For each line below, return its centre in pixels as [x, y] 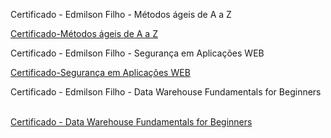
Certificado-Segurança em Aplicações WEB [100, 72]
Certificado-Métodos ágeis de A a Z [84, 33]
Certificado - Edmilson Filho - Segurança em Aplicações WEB [137, 53]
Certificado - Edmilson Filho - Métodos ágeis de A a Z [121, 14]
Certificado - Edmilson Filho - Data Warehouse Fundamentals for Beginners [166, 92]
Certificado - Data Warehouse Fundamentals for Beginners [131, 122]
